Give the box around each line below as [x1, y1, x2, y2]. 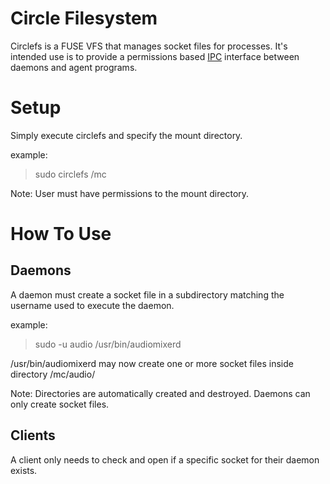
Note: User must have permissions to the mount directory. [10, 187, 250, 199]
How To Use [10, 223, 112, 246]
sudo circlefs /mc [34, 168, 107, 180]
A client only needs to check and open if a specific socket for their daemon [10, 453, 320, 466]
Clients [10, 427, 56, 444]
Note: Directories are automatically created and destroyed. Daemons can [10, 387, 311, 399]
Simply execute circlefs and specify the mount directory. [10, 129, 243, 141]
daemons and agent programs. [10, 61, 138, 73]
